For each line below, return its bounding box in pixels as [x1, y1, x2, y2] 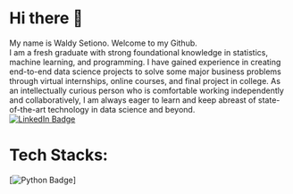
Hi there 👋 [9, 8, 83, 29]
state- [257, 94, 280, 105]
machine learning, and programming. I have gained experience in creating [9, 56, 281, 67]
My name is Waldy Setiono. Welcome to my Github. [9, 38, 198, 48]
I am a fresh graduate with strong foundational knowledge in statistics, [9, 46, 268, 57]
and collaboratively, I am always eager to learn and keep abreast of [9, 94, 256, 105]
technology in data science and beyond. [47, 104, 196, 114]
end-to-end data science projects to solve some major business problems [9, 66, 281, 77]
